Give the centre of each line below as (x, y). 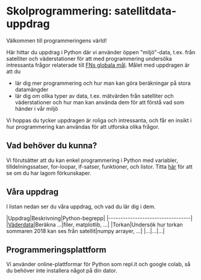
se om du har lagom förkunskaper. (49, 173)
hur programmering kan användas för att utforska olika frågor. (83, 126)
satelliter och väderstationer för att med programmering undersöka (89, 58)
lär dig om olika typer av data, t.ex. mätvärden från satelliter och (94, 96)
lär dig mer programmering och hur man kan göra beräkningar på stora (103, 83)
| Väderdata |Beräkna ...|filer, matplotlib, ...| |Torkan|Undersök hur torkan (95, 225)
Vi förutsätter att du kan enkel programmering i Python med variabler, (92, 160)
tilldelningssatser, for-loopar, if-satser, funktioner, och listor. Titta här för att (99, 166)
